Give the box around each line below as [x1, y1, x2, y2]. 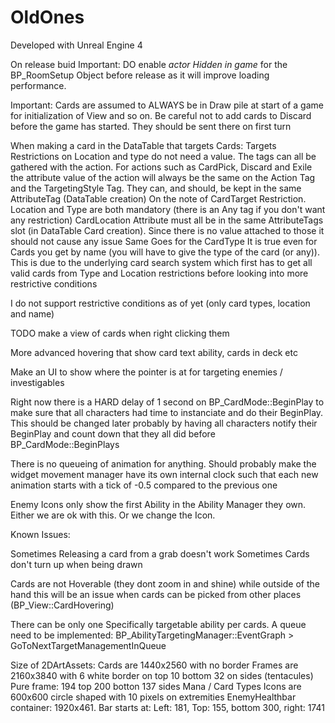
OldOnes [10, 6, 85, 29]
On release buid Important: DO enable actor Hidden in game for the [10, 58, 288, 70]
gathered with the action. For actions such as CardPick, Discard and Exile [10, 161, 313, 173]
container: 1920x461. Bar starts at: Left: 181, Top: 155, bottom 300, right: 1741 [10, 701, 325, 713]
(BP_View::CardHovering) [10, 599, 115, 611]
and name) [10, 307, 55, 320]
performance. [10, 79, 67, 91]
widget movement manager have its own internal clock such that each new [10, 468, 319, 480]
